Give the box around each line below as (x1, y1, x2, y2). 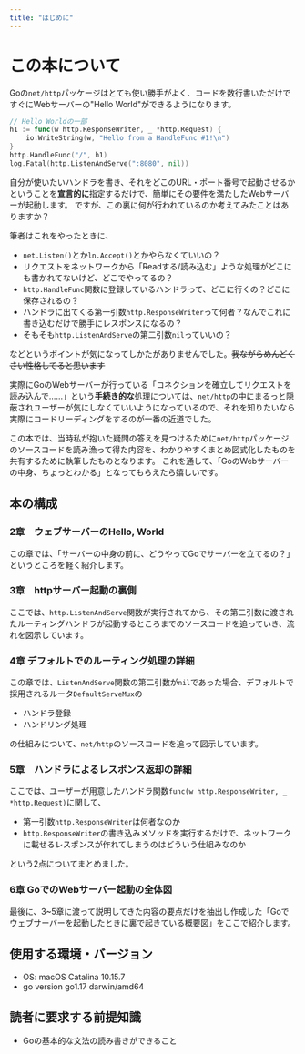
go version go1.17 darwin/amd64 (22, 980, 145, 992)
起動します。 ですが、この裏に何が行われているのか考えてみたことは (25, 199, 281, 210)
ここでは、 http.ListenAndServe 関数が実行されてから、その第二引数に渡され (9, 606, 294, 617)
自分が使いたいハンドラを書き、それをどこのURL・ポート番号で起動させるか (9, 177, 296, 187)
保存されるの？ (22, 295, 79, 306)
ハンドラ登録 (22, 707, 71, 719)
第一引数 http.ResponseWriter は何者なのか (22, 816, 180, 827)
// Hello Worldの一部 (9, 117, 87, 126)
